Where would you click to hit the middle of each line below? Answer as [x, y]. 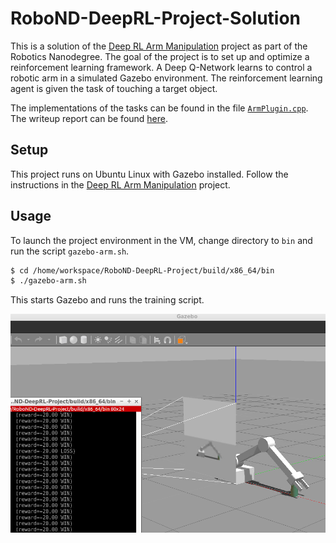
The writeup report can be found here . [89, 118]
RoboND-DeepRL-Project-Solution [156, 18]
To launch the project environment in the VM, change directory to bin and [161, 240]
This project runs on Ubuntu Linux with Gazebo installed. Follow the [149, 174]
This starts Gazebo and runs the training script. [107, 300]
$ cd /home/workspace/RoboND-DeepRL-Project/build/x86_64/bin [142, 270]
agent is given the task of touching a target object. [114, 88]
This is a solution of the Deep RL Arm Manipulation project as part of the [159, 46]
